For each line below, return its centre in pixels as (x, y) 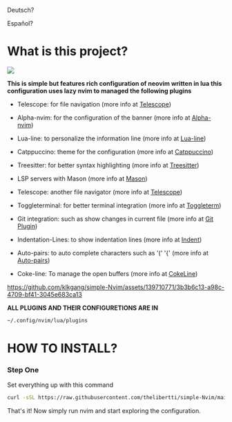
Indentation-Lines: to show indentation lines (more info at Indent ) (109, 239)
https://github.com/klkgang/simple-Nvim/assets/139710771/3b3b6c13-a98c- (116, 287)
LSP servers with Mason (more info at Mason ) (82, 178)
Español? (20, 23)
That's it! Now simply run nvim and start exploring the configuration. (104, 411)
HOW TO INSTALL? (62, 348)
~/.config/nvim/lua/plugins (48, 320)
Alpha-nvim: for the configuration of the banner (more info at (104, 118)
